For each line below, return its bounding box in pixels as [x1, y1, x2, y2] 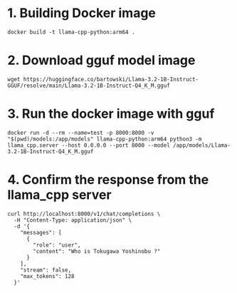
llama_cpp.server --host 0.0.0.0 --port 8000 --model [7, 141, 171, 149]
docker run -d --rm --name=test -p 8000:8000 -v [7, 129, 154, 136]
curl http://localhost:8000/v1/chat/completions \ [7, 210, 161, 217]
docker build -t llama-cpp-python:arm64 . [7, 29, 135, 36]
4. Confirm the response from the [7, 172, 209, 187]
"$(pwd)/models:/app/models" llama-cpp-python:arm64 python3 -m [7, 135, 202, 143]
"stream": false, [20, 266, 72, 274]
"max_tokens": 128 [20, 272, 75, 279]
